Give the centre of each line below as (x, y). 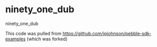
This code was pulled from (33, 33)
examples (16, 39)
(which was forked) (47, 39)
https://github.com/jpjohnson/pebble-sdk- (107, 33)
